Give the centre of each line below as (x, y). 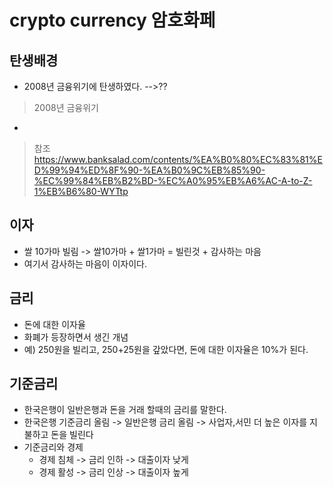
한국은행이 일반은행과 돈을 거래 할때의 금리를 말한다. (125, 410)
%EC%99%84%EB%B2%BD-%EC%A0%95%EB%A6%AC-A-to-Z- (173, 180)
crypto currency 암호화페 (112, 20)
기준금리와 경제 (53, 447)
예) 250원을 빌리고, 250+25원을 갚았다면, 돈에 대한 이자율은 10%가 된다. (166, 349)
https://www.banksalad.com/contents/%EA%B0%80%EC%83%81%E (178, 159)
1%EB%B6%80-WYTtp (81, 191)
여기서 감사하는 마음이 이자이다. (85, 263)
